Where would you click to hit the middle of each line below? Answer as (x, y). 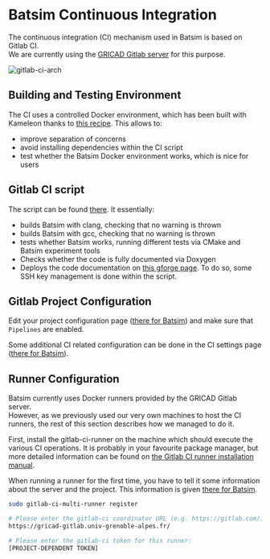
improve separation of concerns (73, 139)
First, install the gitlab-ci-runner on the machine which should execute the (131, 440)
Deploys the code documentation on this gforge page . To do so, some (136, 267)
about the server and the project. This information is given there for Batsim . (133, 490)
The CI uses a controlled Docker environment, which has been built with (128, 114)
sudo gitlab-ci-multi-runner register (73, 504)
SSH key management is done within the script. (98, 276)
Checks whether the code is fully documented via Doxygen (118, 259)
